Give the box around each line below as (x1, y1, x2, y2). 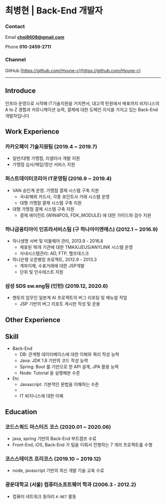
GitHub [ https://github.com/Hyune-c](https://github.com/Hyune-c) (5, 67, 141, 73)
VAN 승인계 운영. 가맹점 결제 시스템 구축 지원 (12, 187, 99, 193)
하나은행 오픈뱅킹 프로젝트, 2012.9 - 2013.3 (12, 256, 97, 262)
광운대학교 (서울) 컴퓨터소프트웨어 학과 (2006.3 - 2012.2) (5, 481, 137, 488)
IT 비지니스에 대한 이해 (19, 393, 64, 399)
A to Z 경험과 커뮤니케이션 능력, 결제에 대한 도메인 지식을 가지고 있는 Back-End (5, 107, 158, 112)
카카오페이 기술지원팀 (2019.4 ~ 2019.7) (5, 143, 97, 150)
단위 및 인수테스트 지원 (19, 269, 64, 275)
